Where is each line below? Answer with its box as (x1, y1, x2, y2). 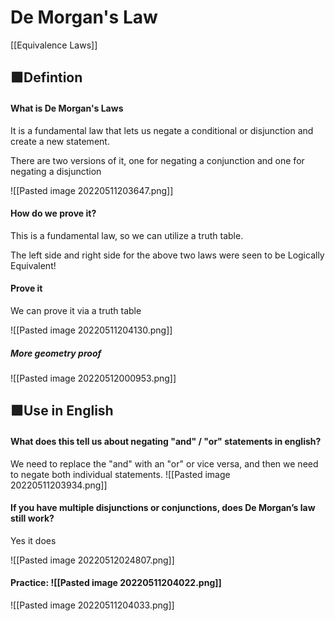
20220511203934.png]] (10, 479, 108, 491)
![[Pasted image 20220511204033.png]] (10, 599, 175, 611)
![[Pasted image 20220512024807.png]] (10, 554, 175, 566)
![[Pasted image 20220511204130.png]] (10, 324, 173, 336)
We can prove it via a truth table (10, 304, 142, 316)
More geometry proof (10, 347, 102, 359)
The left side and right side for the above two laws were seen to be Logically (10, 249, 325, 261)
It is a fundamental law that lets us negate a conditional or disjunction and (10, 124, 314, 136)
